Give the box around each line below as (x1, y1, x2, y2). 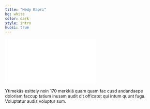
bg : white (5, 12, 25, 16)
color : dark (5, 16, 29, 21)
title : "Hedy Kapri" (5, 7, 47, 12)
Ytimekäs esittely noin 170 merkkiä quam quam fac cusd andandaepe (5, 88, 143, 94)
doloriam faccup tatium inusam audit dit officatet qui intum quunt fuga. (5, 93, 146, 99)
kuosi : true (5, 25, 29, 30)
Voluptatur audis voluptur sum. (5, 98, 66, 104)
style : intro (5, 20, 31, 26)
